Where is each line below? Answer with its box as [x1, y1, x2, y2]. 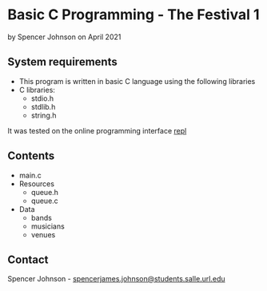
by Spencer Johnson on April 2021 [7, 32, 122, 42]
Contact [7, 253, 49, 266]
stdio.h [30, 94, 54, 103]
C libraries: [18, 85, 55, 94]
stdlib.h [30, 102, 56, 111]
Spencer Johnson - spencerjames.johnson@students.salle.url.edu [7, 274, 225, 284]
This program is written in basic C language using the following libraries [18, 76, 256, 86]
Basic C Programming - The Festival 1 [7, 6, 260, 24]
